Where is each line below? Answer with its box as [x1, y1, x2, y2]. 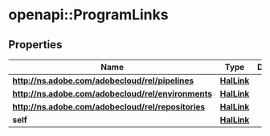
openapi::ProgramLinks [8, 6, 169, 24]
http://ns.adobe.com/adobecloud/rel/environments [12, 89, 213, 99]
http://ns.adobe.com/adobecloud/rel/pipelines [12, 75, 194, 86]
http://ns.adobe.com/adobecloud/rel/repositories [12, 101, 206, 112]
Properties [8, 38, 63, 52]
